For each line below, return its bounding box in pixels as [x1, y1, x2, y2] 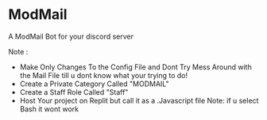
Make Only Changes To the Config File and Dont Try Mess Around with [19, 62, 252, 72]
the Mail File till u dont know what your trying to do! [19, 70, 188, 80]
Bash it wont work [19, 104, 79, 114]
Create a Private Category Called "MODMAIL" [19, 79, 169, 88]
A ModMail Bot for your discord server [8, 32, 133, 41]
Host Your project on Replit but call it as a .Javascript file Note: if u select [19, 96, 259, 105]
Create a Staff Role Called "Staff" [19, 87, 129, 96]
